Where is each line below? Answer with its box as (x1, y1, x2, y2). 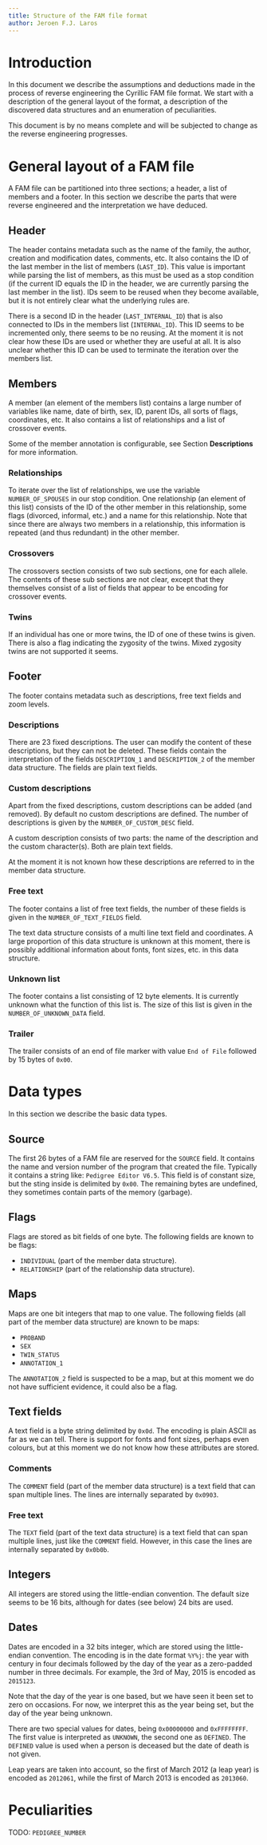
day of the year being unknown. (8, 1708, 113, 1717)
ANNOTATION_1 (19, 1359, 64, 1368)
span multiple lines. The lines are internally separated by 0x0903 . (8, 1490, 219, 1499)
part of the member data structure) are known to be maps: (8, 1316, 200, 1326)
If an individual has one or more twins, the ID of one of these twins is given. (8, 629, 256, 639)
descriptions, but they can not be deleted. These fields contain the (8, 746, 227, 755)
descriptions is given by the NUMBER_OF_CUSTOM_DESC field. (8, 818, 194, 827)
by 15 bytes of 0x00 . (8, 1055, 73, 1064)
